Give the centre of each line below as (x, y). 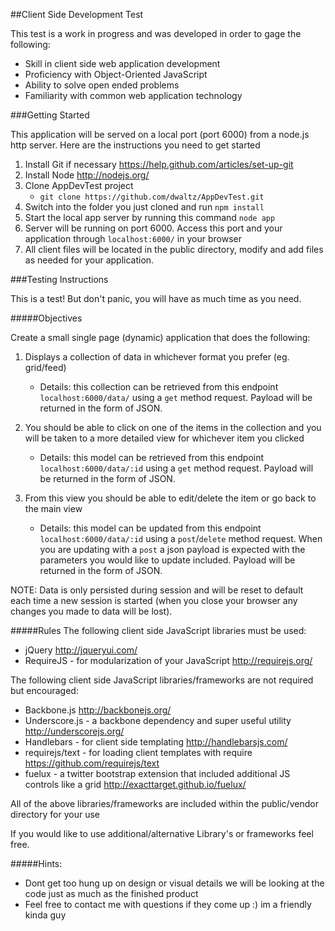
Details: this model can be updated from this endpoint (150, 528)
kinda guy (45, 915)
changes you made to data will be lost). (91, 611)
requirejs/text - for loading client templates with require (138, 752)
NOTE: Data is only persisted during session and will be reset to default (157, 590)
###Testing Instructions (59, 279)
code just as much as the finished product (111, 893)
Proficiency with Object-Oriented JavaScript (116, 74)
